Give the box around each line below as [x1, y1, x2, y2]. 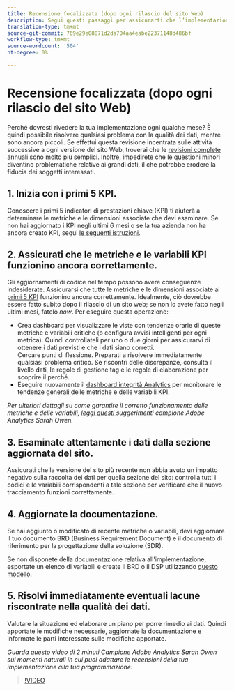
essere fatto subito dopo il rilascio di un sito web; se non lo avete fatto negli [7, 301, 224, 309]
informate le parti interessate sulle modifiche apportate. [7, 634, 167, 642]
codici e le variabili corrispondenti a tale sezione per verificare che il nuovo [7, 480, 223, 489]
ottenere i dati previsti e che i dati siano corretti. [17, 343, 155, 352]
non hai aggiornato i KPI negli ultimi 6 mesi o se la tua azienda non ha [7, 221, 207, 229]
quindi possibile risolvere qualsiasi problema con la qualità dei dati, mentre [7, 130, 221, 139]
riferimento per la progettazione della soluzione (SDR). [7, 542, 164, 550]
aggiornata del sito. [7, 447, 94, 459]
